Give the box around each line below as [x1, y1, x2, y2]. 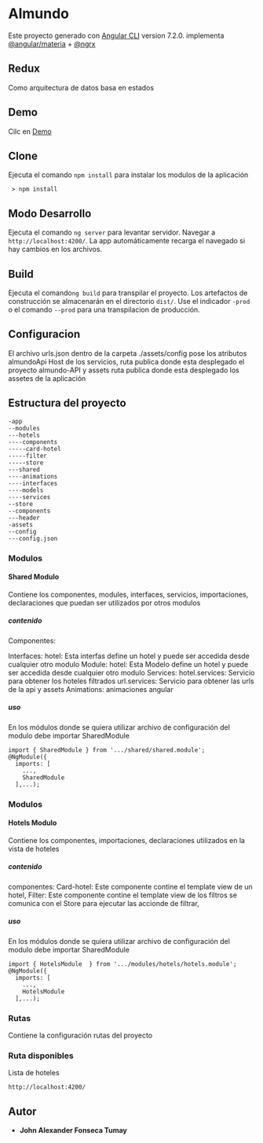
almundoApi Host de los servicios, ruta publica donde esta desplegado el [8, 357, 245, 366]
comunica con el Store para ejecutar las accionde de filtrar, [8, 898, 200, 908]
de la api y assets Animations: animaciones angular [8, 684, 174, 694]
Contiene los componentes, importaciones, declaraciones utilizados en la [8, 835, 246, 845]
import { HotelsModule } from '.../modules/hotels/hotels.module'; [8, 960, 237, 968]
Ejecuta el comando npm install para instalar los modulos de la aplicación [8, 170, 249, 179]
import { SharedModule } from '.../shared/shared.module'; [8, 745, 206, 754]
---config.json [8, 535, 58, 542]
